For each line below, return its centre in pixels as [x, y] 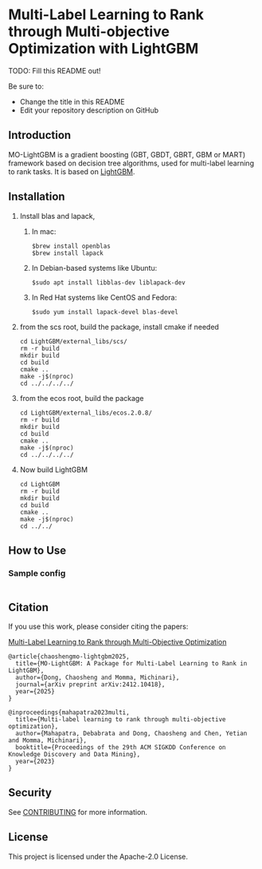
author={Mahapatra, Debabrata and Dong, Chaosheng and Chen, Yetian [131, 734]
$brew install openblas [71, 246]
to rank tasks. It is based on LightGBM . [72, 171]
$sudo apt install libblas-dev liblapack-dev [108, 282]
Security [30, 793]
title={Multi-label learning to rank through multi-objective [121, 720]
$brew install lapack [67, 253]
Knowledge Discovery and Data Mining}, [74, 755]
